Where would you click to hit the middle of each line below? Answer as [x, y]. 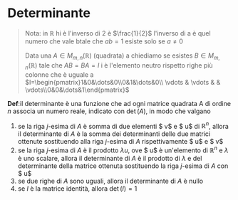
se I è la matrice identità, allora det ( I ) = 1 [77, 188]
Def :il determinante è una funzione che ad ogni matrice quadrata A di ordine [119, 103]
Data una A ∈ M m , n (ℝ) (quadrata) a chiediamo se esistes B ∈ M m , [122, 56]
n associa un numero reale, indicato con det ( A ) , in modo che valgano [109, 111]
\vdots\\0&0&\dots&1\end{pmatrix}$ [77, 90]
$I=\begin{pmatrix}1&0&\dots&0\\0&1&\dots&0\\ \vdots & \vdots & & [123, 82]
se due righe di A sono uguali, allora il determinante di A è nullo [110, 181]
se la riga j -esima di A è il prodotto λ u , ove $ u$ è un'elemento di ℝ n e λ [123, 149]
